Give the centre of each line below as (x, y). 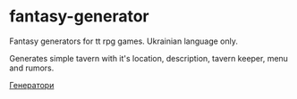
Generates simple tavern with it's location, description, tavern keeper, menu (149, 58)
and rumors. (32, 68)
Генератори (32, 85)
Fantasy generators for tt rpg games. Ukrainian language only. (124, 41)
